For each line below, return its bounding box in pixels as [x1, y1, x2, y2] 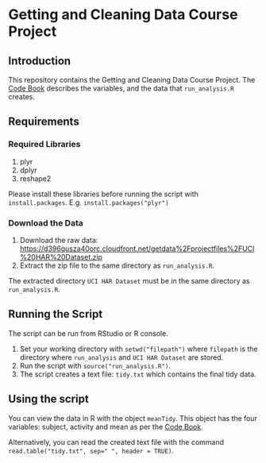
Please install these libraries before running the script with [8, 189, 199, 199]
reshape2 [19, 173, 52, 183]
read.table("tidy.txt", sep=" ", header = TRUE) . [8, 446, 175, 455]
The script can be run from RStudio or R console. [8, 328, 168, 338]
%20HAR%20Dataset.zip [19, 252, 103, 261]
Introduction [8, 54, 71, 68]
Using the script [8, 392, 89, 406]
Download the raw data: [19, 235, 98, 245]
